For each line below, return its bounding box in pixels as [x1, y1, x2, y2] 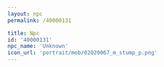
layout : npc [7, 10, 43, 18]
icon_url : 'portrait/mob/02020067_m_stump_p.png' [7, 49, 158, 56]
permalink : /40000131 [7, 17, 72, 24]
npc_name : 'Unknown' [7, 43, 69, 50]
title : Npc [7, 30, 40, 37]
